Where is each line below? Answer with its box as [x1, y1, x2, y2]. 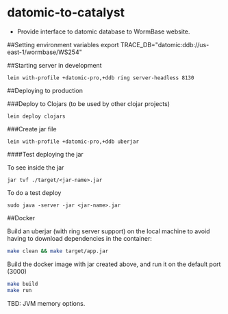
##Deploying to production [7, 86, 84, 94]
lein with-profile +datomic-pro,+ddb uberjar [7, 138, 139, 145]
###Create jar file [7, 125, 57, 133]
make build [7, 280, 38, 287]
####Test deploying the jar [7, 150, 84, 158]
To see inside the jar [7, 163, 64, 172]
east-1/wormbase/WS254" [7, 48, 82, 56]
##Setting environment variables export [7, 40, 119, 49]
